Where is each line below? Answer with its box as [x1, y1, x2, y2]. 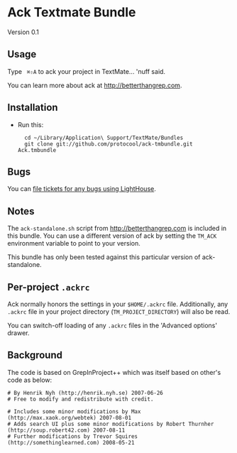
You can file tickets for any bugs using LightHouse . [7, 185, 156, 193]
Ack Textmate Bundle [7, 4, 136, 21]
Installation [7, 102, 58, 114]
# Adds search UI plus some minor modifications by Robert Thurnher [7, 420, 214, 427]
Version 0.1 [7, 28, 39, 36]
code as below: [7, 376, 53, 384]
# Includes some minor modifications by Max [7, 408, 141, 415]
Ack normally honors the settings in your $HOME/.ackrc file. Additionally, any [7, 300, 228, 308]
